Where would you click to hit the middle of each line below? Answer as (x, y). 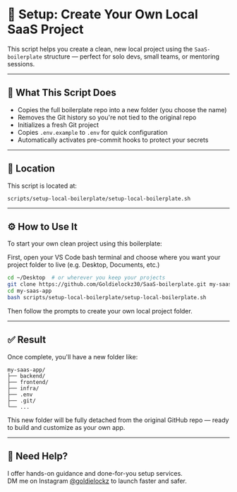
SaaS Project (45, 29)
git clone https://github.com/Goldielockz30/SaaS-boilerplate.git (107, 284)
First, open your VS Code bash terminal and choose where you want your (114, 258)
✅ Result (27, 340)
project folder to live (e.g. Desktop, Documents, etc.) (84, 265)
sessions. (21, 64)
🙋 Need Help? (38, 456)
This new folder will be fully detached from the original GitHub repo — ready (118, 420)
